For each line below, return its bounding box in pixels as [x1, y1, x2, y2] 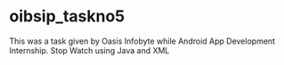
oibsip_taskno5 [9, 6, 126, 27]
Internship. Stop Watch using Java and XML [9, 45, 170, 55]
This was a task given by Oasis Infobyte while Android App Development [9, 36, 276, 46]
